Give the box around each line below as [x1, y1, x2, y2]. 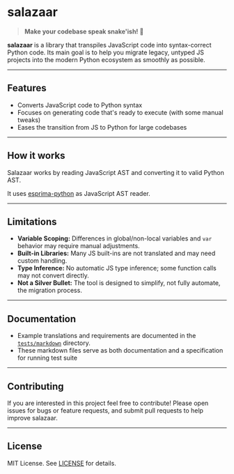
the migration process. [17, 286, 82, 295]
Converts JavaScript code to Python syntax [17, 100, 143, 109]
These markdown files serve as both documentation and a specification [17, 346, 224, 355]
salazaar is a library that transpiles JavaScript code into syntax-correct [7, 40, 212, 49]
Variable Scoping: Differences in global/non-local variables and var [17, 234, 212, 243]
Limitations [7, 215, 57, 227]
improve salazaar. [7, 414, 58, 422]
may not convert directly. [17, 271, 89, 280]
